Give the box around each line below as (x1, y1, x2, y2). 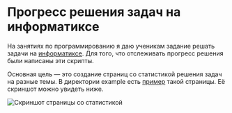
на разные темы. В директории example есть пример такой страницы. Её (7, 77, 225, 85)
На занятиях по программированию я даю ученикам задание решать (7, 42, 215, 50)
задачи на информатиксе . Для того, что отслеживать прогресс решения (7, 49, 224, 58)
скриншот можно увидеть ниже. (7, 85, 104, 93)
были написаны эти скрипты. (7, 56, 94, 64)
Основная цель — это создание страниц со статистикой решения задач (7, 70, 222, 78)
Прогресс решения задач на (7, 4, 181, 20)
